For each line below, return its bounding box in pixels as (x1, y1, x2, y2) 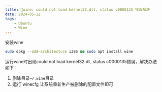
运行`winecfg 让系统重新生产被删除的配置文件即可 (12, 81, 113, 87)
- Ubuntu (14, 21, 32, 26)
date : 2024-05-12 (5, 12, 41, 17)
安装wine (5, 40, 24, 46)
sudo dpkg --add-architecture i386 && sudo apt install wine (5, 49, 133, 54)
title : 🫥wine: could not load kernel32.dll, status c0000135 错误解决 (5, 7, 150, 12)
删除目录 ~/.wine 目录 (12, 75, 54, 81)
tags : (5, 16, 16, 21)
